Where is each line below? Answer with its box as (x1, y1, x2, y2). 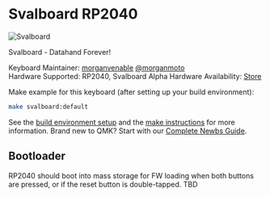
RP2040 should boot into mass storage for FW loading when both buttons (8, 170, 255, 180)
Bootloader (8, 149, 66, 163)
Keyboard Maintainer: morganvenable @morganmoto (8, 62, 185, 73)
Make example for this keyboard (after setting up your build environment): (8, 86, 255, 97)
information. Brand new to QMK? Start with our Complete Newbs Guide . (8, 126, 247, 136)
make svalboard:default (8, 103, 89, 111)
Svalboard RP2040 (8, 5, 138, 23)
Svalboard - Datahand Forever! (8, 47, 112, 57)
